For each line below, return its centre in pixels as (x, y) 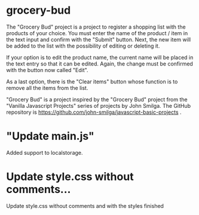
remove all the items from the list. (47, 88)
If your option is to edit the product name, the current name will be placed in (100, 57)
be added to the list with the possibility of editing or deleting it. (83, 46)
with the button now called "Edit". (47, 70)
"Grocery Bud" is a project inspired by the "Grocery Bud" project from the (97, 99)
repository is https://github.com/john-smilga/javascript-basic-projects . (94, 112)
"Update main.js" (50, 136)
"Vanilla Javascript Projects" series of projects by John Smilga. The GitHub (99, 105)
